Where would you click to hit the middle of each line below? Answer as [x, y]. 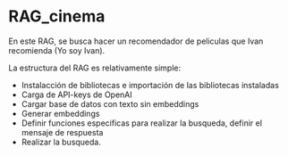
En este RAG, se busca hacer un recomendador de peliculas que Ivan [136, 41]
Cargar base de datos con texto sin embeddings [110, 103]
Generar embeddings [60, 113]
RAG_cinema [57, 16]
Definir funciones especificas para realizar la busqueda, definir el [142, 123]
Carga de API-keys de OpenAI [77, 94]
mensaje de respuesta [62, 132]
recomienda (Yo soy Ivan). [57, 50]
